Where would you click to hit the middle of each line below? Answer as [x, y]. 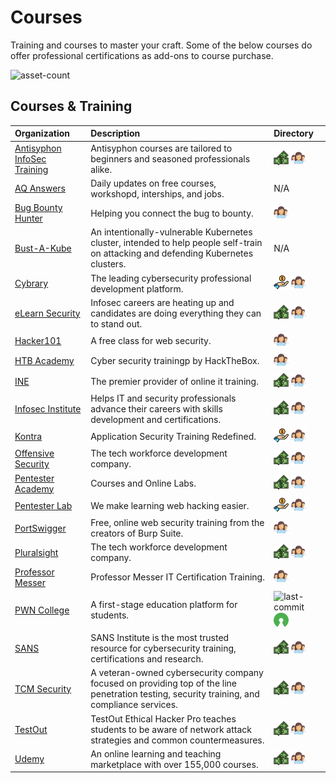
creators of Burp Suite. [137, 533]
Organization [42, 133]
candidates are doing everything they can [176, 313]
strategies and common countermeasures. [177, 740]
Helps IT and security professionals [163, 398]
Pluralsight [36, 552]
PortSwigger [40, 528]
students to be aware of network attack [171, 729]
